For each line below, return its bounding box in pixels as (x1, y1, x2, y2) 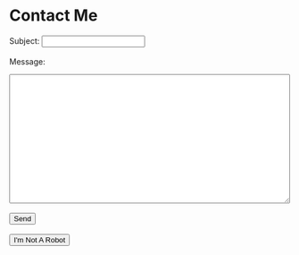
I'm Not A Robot (13, 234, 66, 244)
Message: (9, 55, 46, 67)
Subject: (9, 35, 40, 46)
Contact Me (9, 5, 98, 26)
